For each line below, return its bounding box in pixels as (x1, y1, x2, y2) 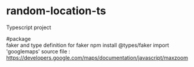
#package (6, 35, 31, 42)
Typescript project (6, 24, 52, 31)
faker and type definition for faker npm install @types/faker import (6, 42, 170, 49)
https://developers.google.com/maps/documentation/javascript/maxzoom (6, 54, 188, 61)
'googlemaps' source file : (6, 47, 70, 55)
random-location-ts (6, 4, 106, 18)
